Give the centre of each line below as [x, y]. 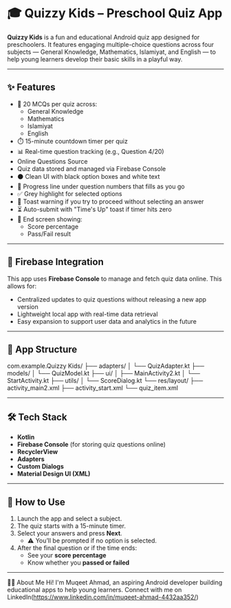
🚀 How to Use [36, 502]
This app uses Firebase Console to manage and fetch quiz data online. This [114, 278]
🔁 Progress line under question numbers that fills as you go [101, 186]
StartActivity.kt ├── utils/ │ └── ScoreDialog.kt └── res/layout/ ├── [105, 381]
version [28, 306]
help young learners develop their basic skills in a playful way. [95, 59]
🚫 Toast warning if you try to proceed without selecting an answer [110, 202]
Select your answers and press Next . [69, 533]
